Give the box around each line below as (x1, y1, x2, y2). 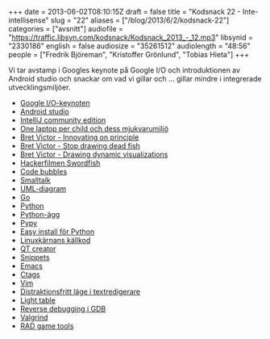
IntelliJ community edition (19, 115, 106, 124)
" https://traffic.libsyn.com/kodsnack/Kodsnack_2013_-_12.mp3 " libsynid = (8, 32, 254, 42)
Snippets (19, 253, 50, 262)
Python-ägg (19, 210, 60, 219)
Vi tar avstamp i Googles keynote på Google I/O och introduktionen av (8, 65, 240, 75)
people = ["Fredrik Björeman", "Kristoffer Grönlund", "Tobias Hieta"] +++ (8, 50, 250, 59)
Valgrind (19, 312, 48, 322)
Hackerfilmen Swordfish (19, 158, 101, 168)
